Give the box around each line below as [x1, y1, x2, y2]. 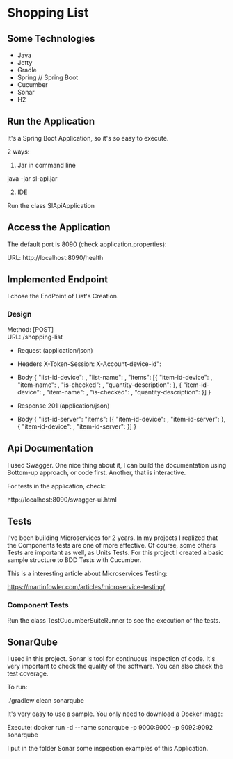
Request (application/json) [17, 346, 93, 354]
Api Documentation [7, 442, 94, 454]
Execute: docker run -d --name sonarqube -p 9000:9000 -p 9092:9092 [7, 724, 214, 732]
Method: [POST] [7, 325, 54, 333]
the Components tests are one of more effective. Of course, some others [7, 541, 216, 550]
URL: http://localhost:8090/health [7, 253, 104, 262]
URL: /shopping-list [7, 333, 63, 341]
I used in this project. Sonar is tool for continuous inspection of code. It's [7, 655, 216, 663]
